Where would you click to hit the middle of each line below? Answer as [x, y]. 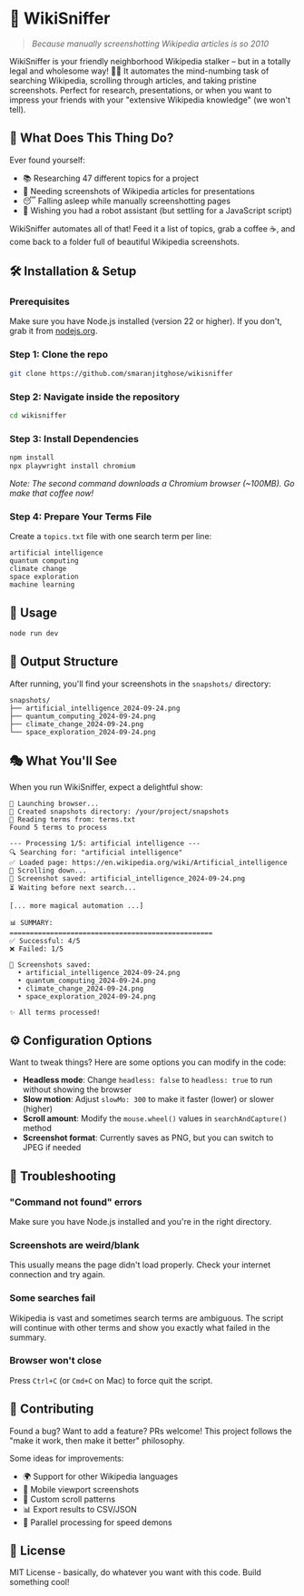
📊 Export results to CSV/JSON [80, 1509]
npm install [32, 458]
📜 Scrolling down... [49, 871]
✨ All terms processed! [55, 1013]
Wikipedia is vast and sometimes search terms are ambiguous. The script [147, 1318]
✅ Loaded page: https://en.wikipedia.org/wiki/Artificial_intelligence [148, 863]
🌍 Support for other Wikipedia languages [100, 1476]
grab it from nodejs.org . [54, 331]
